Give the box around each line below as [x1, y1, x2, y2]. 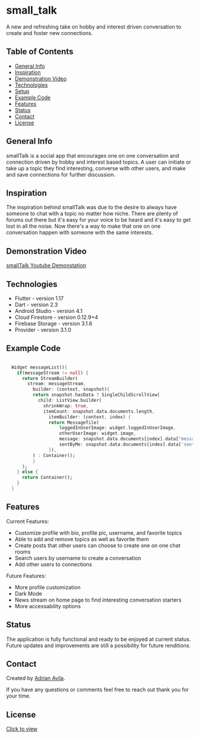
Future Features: [6, 572, 46, 579]
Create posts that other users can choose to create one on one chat [14, 542, 181, 549]
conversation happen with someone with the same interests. [6, 229, 153, 236]
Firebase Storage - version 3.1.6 [14, 320, 93, 327]
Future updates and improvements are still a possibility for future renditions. [6, 641, 191, 649]
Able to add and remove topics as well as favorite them [14, 535, 149, 542]
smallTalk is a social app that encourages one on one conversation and [6, 152, 179, 159]
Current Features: [6, 517, 49, 525]
